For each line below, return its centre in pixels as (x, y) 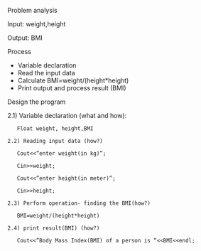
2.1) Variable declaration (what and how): (67, 116)
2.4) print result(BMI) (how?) (54, 228)
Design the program (37, 102)
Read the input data (47, 73)
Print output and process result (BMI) (72, 88)
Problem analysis (33, 10)
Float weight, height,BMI (55, 129)
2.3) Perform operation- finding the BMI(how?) (79, 203)
